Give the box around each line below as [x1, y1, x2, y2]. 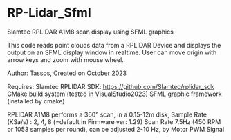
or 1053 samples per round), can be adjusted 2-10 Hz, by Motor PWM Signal [7, 125, 225, 133]
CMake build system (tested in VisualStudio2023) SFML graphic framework [7, 90, 223, 98]
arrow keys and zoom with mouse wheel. [7, 55, 124, 63]
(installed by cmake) [7, 97, 65, 105]
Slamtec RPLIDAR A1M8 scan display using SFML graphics [7, 28, 174, 36]
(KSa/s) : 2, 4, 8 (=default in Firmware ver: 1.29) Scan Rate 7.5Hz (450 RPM [7, 117, 221, 126]
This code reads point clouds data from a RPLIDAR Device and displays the [7, 41, 221, 49]
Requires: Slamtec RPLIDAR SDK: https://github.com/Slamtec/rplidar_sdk [7, 82, 214, 90]
